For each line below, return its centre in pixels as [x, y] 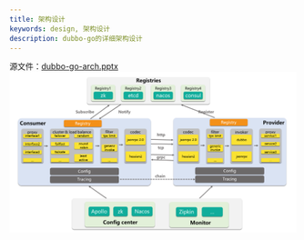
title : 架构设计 [37, 19]
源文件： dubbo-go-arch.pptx [64, 66]
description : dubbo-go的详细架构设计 [76, 38]
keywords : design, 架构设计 [60, 29]
